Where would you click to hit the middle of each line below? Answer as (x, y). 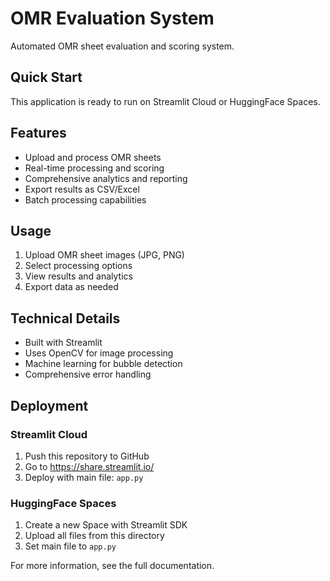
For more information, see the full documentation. (112, 566)
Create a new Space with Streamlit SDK (106, 525)
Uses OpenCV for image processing (99, 353)
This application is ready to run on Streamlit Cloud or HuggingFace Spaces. (165, 101)
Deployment (49, 405)
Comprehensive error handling (88, 374)
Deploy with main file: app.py (84, 477)
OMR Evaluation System (112, 18)
